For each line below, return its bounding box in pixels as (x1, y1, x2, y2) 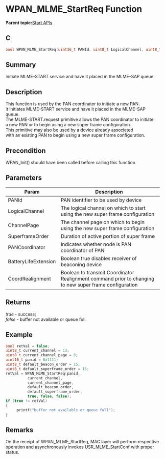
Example (5, 331, 33, 339)
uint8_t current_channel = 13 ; (5, 348, 70, 353)
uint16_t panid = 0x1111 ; (5, 357, 58, 362)
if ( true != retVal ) (5, 399, 48, 403)
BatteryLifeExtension (8, 258, 56, 265)
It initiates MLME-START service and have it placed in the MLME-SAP (5, 106, 146, 112)
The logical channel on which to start (61, 204, 146, 211)
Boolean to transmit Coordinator (61, 269, 134, 276)
